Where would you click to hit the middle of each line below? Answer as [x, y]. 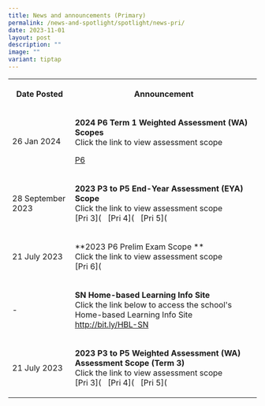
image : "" [24, 52]
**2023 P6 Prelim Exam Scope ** [139, 247]
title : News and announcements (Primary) [77, 15]
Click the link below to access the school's [153, 304]
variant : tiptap [35, 60]
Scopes [89, 132]
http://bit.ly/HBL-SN [112, 324]
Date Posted [39, 94]
